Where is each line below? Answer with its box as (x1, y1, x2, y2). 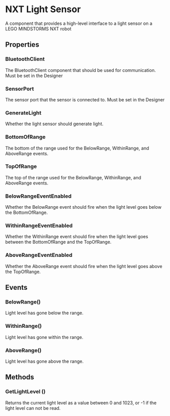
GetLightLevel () (5, 388, 46, 395)
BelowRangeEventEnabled (5, 193, 72, 200)
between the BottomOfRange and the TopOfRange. (5, 239, 112, 245)
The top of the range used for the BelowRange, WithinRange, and (5, 174, 142, 180)
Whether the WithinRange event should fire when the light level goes (5, 234, 148, 240)
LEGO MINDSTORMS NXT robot (5, 25, 72, 31)
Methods (5, 373, 34, 382)
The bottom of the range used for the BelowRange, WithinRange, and (5, 145, 149, 151)
